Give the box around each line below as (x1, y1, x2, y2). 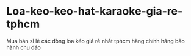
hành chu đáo (6, 44, 41, 51)
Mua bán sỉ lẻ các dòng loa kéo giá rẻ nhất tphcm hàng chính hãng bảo (6, 37, 185, 44)
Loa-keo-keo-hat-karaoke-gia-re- (6, 4, 183, 18)
